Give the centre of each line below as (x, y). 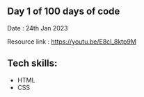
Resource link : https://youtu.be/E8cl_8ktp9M (72, 42)
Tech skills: (32, 63)
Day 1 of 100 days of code (64, 11)
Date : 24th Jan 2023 (38, 28)
